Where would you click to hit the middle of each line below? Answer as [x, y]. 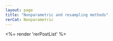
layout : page [19, 10]
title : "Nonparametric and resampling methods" [57, 15]
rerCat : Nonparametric [29, 19]
